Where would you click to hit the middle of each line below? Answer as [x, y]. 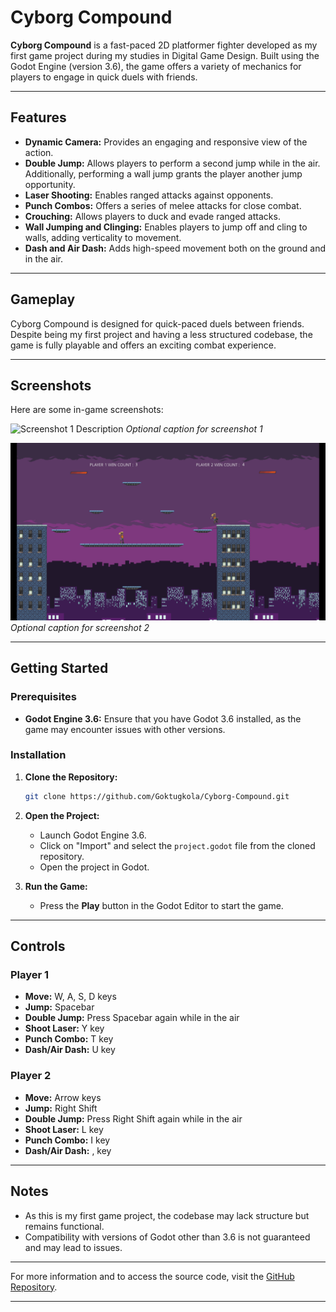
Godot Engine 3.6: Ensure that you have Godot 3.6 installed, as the [163, 718]
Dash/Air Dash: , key [68, 1150]
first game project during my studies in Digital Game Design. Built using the [165, 55]
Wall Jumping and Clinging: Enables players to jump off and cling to [166, 227]
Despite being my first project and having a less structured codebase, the [161, 334]
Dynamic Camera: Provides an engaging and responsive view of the [166, 142]
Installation [38, 755]
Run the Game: [56, 886]
